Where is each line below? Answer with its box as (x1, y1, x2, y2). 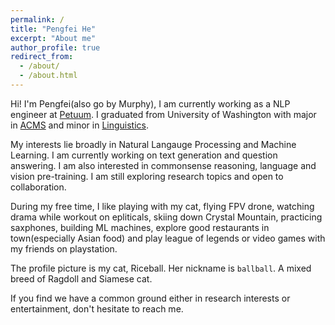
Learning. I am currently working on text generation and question (10, 149, 278, 161)
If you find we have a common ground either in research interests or (10, 292, 291, 304)
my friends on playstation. (10, 242, 118, 255)
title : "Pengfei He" (10, 24, 97, 34)
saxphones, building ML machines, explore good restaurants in (10, 221, 270, 233)
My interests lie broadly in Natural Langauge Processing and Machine (10, 138, 297, 150)
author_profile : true (10, 42, 101, 53)
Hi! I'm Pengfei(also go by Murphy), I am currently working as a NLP (10, 97, 291, 110)
